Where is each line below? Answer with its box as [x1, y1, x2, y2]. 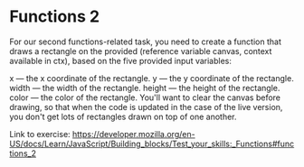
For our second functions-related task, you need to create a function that [9, 36, 282, 47]
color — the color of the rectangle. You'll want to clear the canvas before [9, 92, 280, 103]
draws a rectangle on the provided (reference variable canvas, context [9, 45, 272, 56]
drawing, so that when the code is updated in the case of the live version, [9, 101, 283, 112]
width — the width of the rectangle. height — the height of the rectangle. [9, 82, 280, 93]
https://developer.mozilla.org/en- [71, 128, 196, 139]
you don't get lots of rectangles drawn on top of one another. [9, 111, 237, 122]
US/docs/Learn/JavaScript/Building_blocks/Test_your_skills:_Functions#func [9, 138, 295, 149]
